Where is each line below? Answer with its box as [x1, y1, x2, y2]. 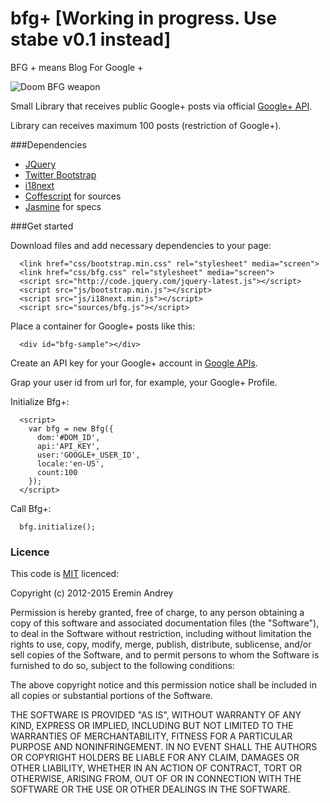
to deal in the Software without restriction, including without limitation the [10, 628, 312, 640]
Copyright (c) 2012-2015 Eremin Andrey [10, 587, 174, 599]
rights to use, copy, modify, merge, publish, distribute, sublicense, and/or [10, 638, 312, 651]
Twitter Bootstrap [24, 168, 97, 181]
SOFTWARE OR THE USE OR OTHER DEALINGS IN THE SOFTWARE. [10, 783, 291, 796]
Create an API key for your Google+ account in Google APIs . [10, 357, 258, 369]
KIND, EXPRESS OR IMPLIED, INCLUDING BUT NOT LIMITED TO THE [10, 720, 294, 732]
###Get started [10, 220, 74, 232]
